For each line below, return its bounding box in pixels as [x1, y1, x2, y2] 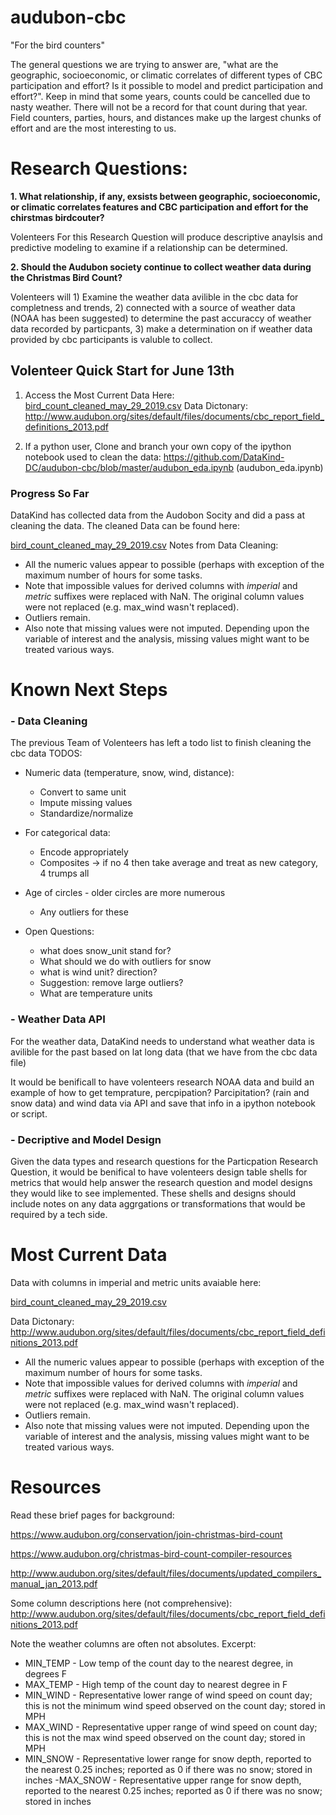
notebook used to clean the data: [24, 451, 162, 463]
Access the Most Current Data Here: [24, 389, 175, 401]
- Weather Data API [10, 1012, 106, 1026]
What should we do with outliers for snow [39, 956, 212, 968]
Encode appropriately [39, 846, 129, 858]
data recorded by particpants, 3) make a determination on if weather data [10, 322, 313, 335]
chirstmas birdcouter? [10, 211, 105, 223]
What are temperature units [39, 987, 153, 1000]
